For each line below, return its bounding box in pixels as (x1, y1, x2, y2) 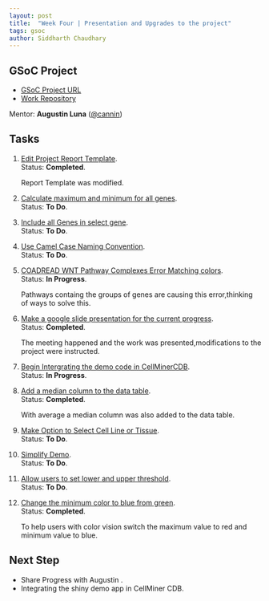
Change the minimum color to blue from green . (20, 497, 175, 507)
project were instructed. (20, 346, 100, 355)
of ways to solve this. (20, 298, 91, 307)
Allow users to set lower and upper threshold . (20, 473, 171, 483)
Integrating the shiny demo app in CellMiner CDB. (20, 583, 185, 593)
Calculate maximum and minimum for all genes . (20, 193, 178, 203)
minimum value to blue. (20, 530, 98, 540)
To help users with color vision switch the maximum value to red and (20, 522, 247, 531)
